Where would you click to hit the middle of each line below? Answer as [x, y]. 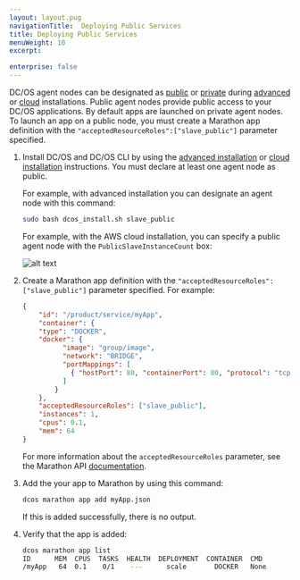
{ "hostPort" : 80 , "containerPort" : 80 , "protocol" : [170, 373]
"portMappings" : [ [96, 365]
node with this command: [69, 203]
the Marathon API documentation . [84, 466]
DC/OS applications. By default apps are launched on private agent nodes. [146, 111]
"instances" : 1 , [69, 415]
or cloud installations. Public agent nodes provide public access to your [141, 102]
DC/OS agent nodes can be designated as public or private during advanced [150, 92]
